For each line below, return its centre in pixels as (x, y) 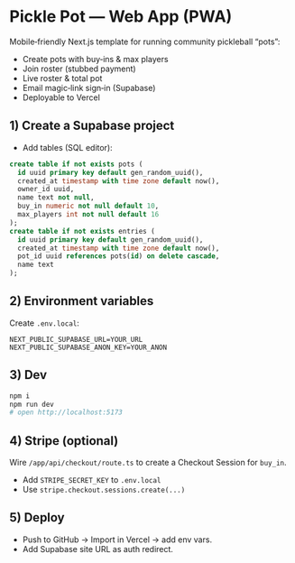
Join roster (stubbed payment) (79, 69)
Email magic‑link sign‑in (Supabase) (89, 88)
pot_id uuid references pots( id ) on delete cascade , (119, 256)
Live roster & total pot (62, 78)
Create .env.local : (44, 323)
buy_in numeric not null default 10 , (88, 206)
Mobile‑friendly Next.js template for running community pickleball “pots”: (145, 42)
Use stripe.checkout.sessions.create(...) (104, 490)
